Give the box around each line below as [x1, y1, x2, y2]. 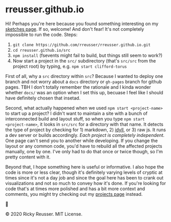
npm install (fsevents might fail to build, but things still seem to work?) [12, 52, 163, 58]
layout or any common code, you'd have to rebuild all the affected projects [5, 143, 162, 149]
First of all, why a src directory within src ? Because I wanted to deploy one [5, 73, 163, 79]
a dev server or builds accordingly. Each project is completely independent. [5, 132, 165, 138]
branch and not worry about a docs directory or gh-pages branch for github [5, 78, 162, 85]
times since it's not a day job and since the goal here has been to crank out [5, 174, 164, 180]
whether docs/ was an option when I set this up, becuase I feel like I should [5, 89, 164, 95]
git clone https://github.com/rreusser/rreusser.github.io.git [12, 42, 151, 47]
